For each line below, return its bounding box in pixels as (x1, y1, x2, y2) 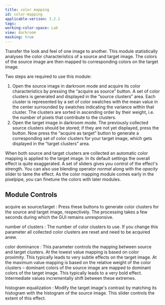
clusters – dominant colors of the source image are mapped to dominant (5, 265, 151, 271)
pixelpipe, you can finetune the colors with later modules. (5, 176, 121, 182)
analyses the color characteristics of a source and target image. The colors (5, 53, 157, 59)
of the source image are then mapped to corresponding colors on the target (5, 59, 159, 65)
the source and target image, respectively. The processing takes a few (5, 209, 148, 215)
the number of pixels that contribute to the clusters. (12, 114, 116, 120)
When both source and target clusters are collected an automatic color (5, 150, 148, 156)
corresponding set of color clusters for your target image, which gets (12, 135, 152, 141)
